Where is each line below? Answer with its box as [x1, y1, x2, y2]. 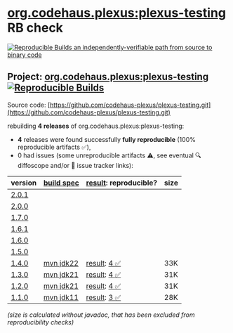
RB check [7, 20, 63, 36]
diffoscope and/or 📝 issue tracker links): [17, 161, 133, 169]
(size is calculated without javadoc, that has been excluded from [7, 311, 195, 319]
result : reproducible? [86, 178, 158, 188]
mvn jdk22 [43, 258, 79, 268]
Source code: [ [7, 100, 51, 109]
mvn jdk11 [43, 292, 79, 302]
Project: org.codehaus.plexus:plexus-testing [7, 71, 209, 83]
